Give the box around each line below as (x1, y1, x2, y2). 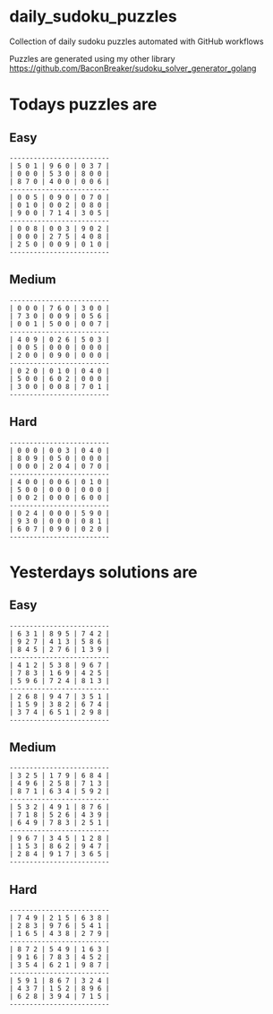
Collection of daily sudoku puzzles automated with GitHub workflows (9, 36, 264, 47)
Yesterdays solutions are (9, 562, 199, 582)
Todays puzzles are (9, 94, 158, 115)
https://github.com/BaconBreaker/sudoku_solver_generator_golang (9, 63, 257, 74)
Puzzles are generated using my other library (9, 53, 176, 64)
